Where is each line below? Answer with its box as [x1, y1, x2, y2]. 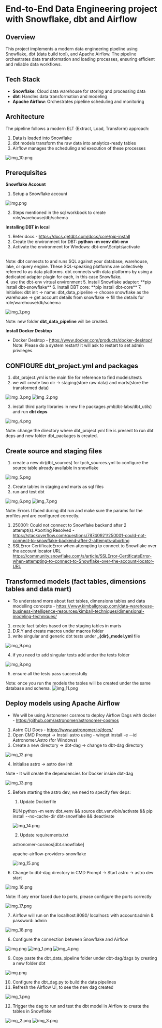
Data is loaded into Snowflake [12, 135, 72, 141]
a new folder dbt [12, 960, 45, 966]
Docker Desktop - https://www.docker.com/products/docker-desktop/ [12, 337, 153, 343]
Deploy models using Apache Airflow [5, 700, 120, 708]
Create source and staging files [5, 447, 102, 455]
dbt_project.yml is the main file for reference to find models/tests [12, 375, 142, 380]
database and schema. [5, 685, 51, 691]
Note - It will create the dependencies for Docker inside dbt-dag [5, 770, 133, 776]
